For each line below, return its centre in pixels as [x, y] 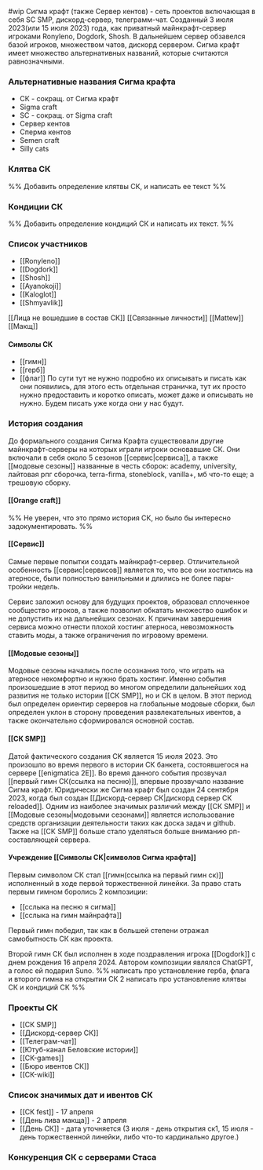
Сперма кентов [45, 132]
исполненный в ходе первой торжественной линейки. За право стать [125, 883]
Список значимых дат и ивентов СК [80, 1095]
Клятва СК [29, 169]
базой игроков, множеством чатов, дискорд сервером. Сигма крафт [124, 45]
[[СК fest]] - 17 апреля [57, 1112]
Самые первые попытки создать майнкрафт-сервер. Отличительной [124, 562]
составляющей [33, 840]
